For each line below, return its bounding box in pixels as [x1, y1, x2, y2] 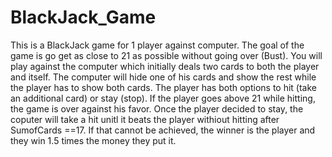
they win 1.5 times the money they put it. [10, 134, 177, 146]
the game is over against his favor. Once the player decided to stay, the [10, 102, 304, 115]
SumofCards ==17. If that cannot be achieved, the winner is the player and [10, 124, 316, 136]
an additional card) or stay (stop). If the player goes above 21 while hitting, [10, 92, 316, 104]
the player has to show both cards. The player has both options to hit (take [10, 81, 317, 93]
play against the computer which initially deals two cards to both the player [10, 60, 320, 72]
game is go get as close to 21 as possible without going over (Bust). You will [10, 49, 323, 61]
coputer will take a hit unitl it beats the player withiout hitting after [10, 113, 280, 125]
